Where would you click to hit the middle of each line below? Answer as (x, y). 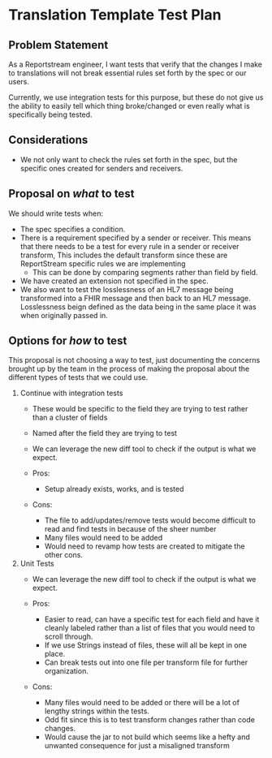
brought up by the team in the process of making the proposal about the (129, 369)
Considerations (48, 140)
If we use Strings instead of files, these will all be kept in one (146, 645)
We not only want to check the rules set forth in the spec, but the (129, 159)
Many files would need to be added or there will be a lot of (142, 703)
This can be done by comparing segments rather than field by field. (145, 272)
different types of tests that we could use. (78, 377)
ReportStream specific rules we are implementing (103, 263)
